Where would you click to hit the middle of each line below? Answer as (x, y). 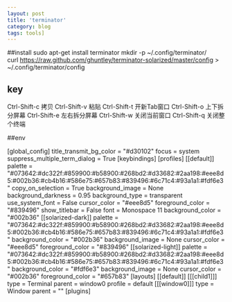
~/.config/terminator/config (46, 67)
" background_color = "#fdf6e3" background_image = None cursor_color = (114, 269)
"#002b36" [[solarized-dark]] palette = (63, 217)
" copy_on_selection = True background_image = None (86, 188)
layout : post (26, 14)
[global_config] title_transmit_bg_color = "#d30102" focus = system (104, 151)
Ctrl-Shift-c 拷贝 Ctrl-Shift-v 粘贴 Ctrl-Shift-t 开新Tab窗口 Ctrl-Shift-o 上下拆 (115, 107)
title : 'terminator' (37, 20)
